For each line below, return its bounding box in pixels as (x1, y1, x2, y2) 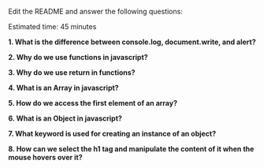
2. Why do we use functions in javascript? (8, 53, 148, 62)
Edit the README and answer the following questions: (8, 7, 183, 16)
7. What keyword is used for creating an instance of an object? (8, 129, 217, 138)
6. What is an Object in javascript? (8, 114, 122, 123)
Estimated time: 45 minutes (8, 22, 97, 31)
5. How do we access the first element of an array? (8, 99, 178, 107)
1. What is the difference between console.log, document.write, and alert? (8, 37, 256, 47)
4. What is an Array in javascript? (8, 83, 120, 92)
